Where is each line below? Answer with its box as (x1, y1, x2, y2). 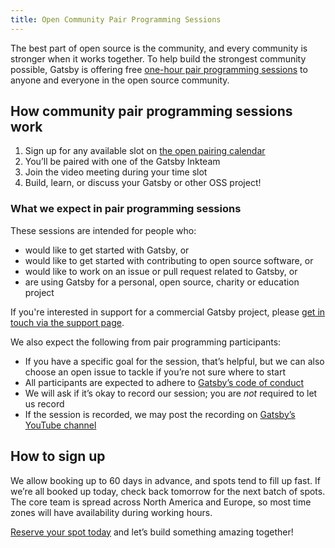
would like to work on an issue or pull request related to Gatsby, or (24, 265, 298, 277)
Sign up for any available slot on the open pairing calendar (24, 145, 266, 157)
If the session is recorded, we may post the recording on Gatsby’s (24, 408, 296, 420)
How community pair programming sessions (10, 103, 293, 120)
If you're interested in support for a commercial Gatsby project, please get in (10, 306, 326, 318)
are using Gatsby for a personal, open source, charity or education (24, 276, 300, 288)
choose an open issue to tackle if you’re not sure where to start (24, 366, 287, 378)
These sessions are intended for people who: (10, 224, 197, 236)
